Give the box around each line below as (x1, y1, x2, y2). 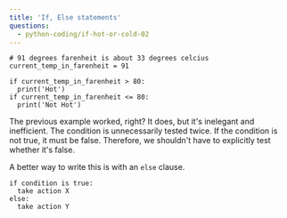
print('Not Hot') (17, 101, 82, 109)
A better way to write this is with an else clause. (9, 162, 185, 173)
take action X (17, 187, 70, 196)
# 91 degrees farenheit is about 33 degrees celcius (9, 54, 209, 63)
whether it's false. (9, 144, 76, 156)
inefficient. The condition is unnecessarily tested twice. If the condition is (9, 125, 278, 136)
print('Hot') (17, 85, 66, 94)
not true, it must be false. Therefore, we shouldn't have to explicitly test (9, 135, 271, 146)
